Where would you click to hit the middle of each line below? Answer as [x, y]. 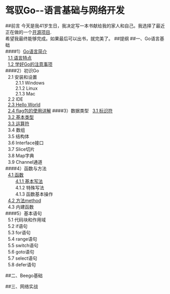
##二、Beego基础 [24, 276]
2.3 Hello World [24, 104]
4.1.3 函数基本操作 [34, 194]
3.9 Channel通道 [25, 162]
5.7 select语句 [22, 258]
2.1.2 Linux [26, 88]
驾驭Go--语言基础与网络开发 [65, 11]
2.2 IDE [15, 99]
